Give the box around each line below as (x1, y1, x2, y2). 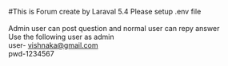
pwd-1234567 (8, 49, 54, 58)
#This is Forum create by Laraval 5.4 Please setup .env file (8, 7, 202, 16)
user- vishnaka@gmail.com (8, 41, 98, 50)
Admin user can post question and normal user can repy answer (8, 24, 220, 33)
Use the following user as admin (8, 32, 114, 41)
